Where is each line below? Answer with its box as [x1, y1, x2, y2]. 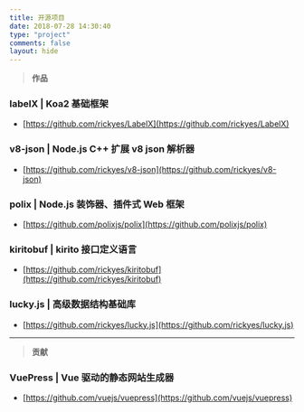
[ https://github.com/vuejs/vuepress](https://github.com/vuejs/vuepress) [22, 392, 293, 403]
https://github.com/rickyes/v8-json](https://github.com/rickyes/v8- [25, 164, 277, 174]
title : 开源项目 [9, 13, 65, 23]
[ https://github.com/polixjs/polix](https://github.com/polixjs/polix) [22, 219, 268, 230]
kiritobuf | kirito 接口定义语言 [9, 243, 138, 256]
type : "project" [9, 30, 71, 39]
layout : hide [9, 47, 59, 56]
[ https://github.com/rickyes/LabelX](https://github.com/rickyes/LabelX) [22, 118, 290, 129]
